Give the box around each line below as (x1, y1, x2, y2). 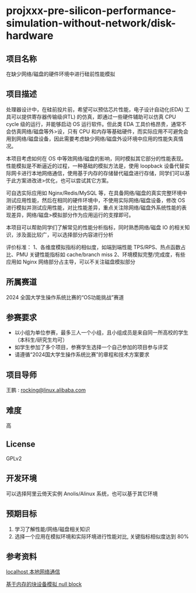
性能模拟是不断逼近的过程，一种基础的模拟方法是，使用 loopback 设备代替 (6, 162, 185, 169)
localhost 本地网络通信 (6, 568, 60, 575)
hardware (6, 29, 54, 42)
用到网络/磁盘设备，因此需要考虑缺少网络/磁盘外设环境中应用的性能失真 (6, 135, 179, 142)
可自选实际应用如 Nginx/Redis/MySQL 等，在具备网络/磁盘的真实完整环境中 (6, 189, 187, 196)
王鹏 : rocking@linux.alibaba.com (6, 387, 86, 394)
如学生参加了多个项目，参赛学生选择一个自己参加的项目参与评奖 (14, 344, 168, 351)
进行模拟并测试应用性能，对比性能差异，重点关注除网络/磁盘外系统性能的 (6, 204, 182, 211)
